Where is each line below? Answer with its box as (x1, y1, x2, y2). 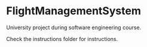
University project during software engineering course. (6, 24, 142, 31)
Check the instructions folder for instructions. (6, 35, 118, 42)
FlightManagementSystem (6, 4, 142, 18)
